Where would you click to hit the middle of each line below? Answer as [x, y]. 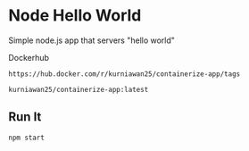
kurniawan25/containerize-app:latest [79, 89]
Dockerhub [29, 57]
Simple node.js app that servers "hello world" [92, 40]
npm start [27, 138]
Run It [25, 117]
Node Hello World [75, 16]
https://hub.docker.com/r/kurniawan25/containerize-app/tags [124, 74]
